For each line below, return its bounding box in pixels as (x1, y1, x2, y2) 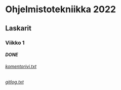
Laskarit (5, 24, 32, 33)
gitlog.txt (5, 79, 24, 85)
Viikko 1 (5, 39, 25, 46)
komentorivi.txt (5, 63, 37, 69)
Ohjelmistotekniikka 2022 (5, 4, 116, 15)
